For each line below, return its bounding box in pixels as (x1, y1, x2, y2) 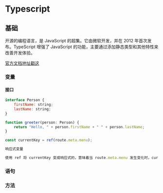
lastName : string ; (14, 106, 51, 111)
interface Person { (5, 98, 45, 103)
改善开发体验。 (5, 50, 35, 55)
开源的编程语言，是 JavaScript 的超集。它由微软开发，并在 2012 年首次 (5, 38, 147, 43)
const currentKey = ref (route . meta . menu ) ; (5, 138, 92, 143)
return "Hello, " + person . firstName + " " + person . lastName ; (14, 124, 145, 129)
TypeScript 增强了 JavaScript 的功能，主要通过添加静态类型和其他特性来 (13, 44, 159, 50)
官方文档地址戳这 (5, 60, 39, 66)
